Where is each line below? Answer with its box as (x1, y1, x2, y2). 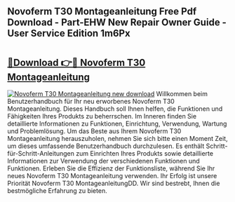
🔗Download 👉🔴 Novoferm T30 (7, 56, 146, 69)
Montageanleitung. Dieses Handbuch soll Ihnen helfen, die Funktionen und (7, 105, 223, 113)
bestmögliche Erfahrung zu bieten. (7, 187, 107, 195)
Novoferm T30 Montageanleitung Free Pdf (7, 6, 197, 18)
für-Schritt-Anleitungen (7, 149, 75, 157)
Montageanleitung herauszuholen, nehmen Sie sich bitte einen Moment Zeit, (7, 135, 228, 142)
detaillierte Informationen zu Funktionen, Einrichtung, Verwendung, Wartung (7, 119, 227, 128)
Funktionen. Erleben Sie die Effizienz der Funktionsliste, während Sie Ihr (7, 164, 215, 173)
